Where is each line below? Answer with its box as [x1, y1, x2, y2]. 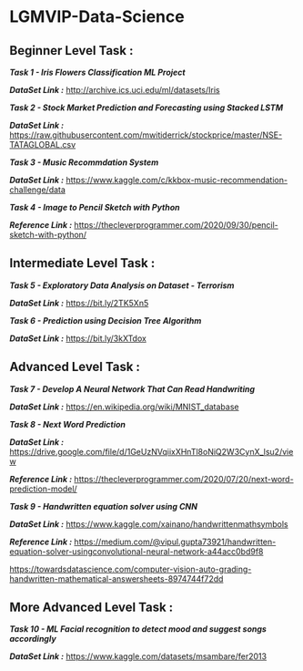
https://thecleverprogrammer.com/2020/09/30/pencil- [74, 220, 279, 230]
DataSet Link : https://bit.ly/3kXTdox [9, 333, 147, 344]
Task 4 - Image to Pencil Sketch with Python [9, 202, 180, 212]
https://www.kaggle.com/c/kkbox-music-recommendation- [66, 175, 288, 185]
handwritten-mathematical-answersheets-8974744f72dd [9, 573, 224, 584]
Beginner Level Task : [9, 43, 134, 58]
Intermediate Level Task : [9, 255, 156, 271]
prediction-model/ [9, 483, 77, 494]
